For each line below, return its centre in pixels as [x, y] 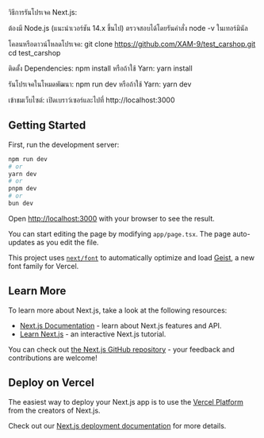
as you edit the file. [68, 242]
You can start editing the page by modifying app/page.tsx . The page [120, 233]
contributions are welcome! [53, 358]
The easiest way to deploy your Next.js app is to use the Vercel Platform [126, 401]
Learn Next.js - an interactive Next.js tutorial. [93, 334]
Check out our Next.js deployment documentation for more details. [117, 425]
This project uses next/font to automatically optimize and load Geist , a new [132, 257]
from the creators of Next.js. [54, 410]
